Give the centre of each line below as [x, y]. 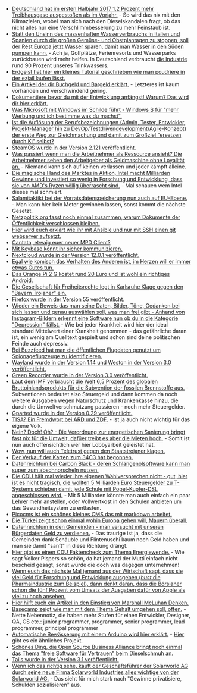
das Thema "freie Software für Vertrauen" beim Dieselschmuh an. [93, 653]
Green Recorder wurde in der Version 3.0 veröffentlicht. [80, 375]
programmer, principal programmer [55, 628]
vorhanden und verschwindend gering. [60, 91]
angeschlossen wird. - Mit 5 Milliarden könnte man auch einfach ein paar [101, 495]
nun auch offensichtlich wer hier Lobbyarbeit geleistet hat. [83, 445]
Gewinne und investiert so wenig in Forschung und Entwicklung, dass [97, 179]
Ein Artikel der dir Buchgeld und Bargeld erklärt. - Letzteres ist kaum [96, 84]
